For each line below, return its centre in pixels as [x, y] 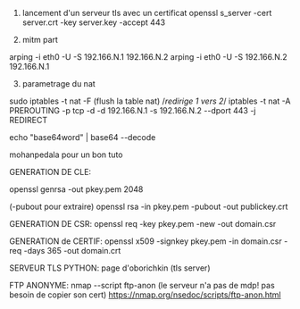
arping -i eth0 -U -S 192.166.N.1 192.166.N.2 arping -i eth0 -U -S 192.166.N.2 [148, 57]
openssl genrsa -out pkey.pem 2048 [76, 189]
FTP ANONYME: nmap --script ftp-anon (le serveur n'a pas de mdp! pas [142, 285]
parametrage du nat [58, 84]
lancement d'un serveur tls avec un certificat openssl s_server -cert [147, 13]
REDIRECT [28, 120]
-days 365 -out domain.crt [72, 251]
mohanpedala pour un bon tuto [66, 154]
